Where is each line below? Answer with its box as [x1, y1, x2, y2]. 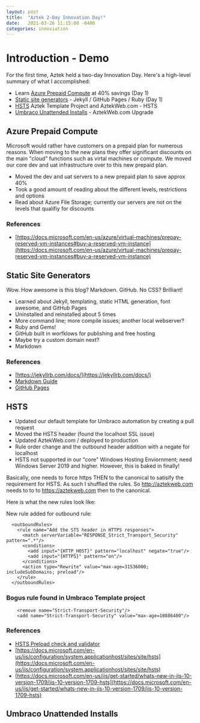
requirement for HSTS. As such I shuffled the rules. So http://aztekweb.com [6, 480, 193, 488]
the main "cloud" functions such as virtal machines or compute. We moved [6, 155, 192, 162]
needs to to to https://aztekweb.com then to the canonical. [6, 487, 151, 494]
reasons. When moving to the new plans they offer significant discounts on [6, 149, 192, 155]
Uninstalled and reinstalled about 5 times [14, 311, 117, 318]
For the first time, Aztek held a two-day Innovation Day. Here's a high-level [6, 72, 191, 79]
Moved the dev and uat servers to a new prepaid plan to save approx [14, 173, 186, 180]
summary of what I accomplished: [6, 78, 90, 85]
